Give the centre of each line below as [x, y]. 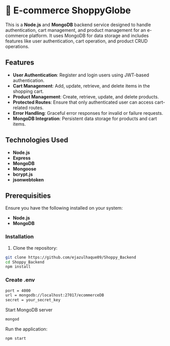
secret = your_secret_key [33, 300]
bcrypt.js [23, 174]
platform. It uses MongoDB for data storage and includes [89, 35]
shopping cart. [28, 91]
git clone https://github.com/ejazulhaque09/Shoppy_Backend [71, 257]
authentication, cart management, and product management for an [76, 30]
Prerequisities [28, 196]
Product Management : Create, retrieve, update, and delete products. [86, 96]
